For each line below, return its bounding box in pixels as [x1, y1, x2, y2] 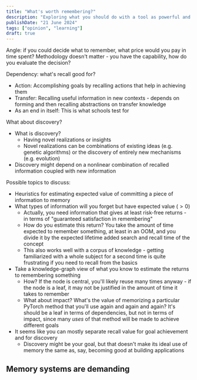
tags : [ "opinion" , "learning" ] [6, 25, 83, 31]
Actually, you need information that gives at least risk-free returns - [23, 209, 187, 216]
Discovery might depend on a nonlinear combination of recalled [14, 161, 169, 168]
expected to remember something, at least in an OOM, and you [23, 228, 176, 235]
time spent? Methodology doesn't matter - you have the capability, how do [6, 53, 187, 60]
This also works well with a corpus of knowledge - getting [23, 247, 164, 254]
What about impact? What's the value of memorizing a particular [23, 297, 180, 304]
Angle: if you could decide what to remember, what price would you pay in [6, 47, 186, 54]
